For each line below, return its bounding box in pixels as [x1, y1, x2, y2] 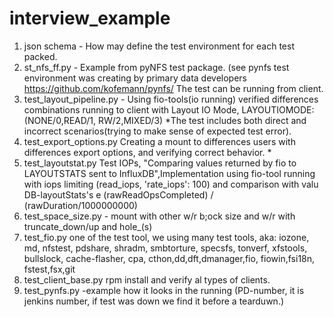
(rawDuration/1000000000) [23, 199, 138, 211]
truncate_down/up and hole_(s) [23, 220, 153, 232]
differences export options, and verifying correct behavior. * [23, 146, 272, 158]
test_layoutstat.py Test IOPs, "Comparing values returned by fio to [23, 157, 297, 169]
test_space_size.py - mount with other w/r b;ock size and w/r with [23, 210, 296, 222]
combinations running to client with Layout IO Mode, [23, 103, 240, 116]
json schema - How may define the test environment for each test [23, 40, 295, 52]
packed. [23, 50, 58, 62]
